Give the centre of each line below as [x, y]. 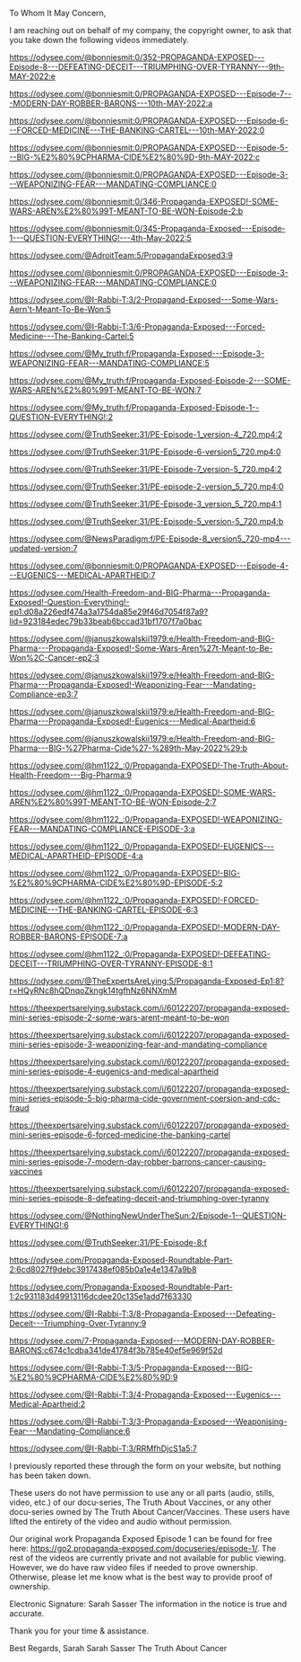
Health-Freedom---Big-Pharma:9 [71, 775]
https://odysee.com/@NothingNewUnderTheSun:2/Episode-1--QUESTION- [148, 1215]
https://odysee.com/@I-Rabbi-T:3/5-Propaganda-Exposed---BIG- [131, 1367]
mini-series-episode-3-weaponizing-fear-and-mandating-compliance [138, 1044]
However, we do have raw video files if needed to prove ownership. [133, 1567]
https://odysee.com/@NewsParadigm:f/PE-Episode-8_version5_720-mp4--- [150, 539]
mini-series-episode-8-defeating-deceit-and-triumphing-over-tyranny [139, 1198]
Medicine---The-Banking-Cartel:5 [72, 336]
